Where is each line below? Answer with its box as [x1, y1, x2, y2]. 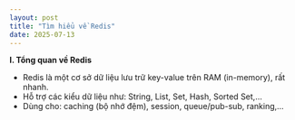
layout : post [9, 13, 59, 23]
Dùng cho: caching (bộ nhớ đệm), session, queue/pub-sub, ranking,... [22, 101, 284, 112]
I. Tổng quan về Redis [9, 55, 93, 66]
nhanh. [22, 82, 49, 93]
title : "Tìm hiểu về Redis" [9, 22, 116, 31]
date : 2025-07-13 [9, 30, 75, 39]
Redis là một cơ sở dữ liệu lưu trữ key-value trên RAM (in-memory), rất [22, 72, 286, 83]
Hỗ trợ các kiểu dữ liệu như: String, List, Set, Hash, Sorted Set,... [22, 91, 263, 102]
